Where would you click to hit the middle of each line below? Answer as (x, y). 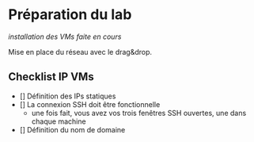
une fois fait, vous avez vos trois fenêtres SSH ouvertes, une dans (139, 113)
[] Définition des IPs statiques (68, 96)
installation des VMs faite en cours (65, 36)
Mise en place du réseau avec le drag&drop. (80, 52)
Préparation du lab (70, 15)
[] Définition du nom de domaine (72, 129)
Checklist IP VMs (51, 77)
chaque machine (59, 121)
